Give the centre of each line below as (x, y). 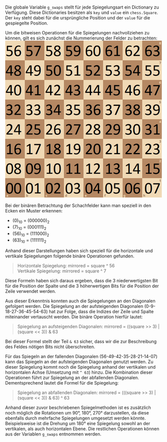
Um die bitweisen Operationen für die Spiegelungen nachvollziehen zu (77, 33)
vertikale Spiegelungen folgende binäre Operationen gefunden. (70, 256)
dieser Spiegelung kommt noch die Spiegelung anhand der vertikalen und (80, 367)
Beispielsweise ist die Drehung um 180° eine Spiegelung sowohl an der (78, 424)
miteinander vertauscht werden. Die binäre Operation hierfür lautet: (74, 317)
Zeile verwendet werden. (31, 291)
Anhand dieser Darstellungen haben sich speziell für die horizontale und (79, 251)
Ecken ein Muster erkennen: (34, 211)
